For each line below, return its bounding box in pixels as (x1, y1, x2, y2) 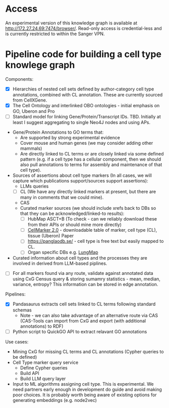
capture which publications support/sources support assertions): (12, 178, 148, 184)
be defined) (12, 354, 37, 360)
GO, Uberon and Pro (12, 108, 55, 114)
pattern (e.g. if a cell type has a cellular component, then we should (20, 156, 161, 163)
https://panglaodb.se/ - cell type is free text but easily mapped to (27, 238, 164, 244)
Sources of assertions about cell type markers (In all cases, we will (12, 172, 152, 178)
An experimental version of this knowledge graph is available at (5, 20, 138, 26)
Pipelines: (5, 291, 26, 297)
